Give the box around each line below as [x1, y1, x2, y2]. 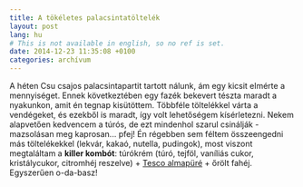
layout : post [9, 22, 59, 31]
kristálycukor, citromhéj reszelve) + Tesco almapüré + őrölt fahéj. [9, 158, 252, 168]
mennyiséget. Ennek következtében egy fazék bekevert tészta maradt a [9, 90, 278, 101]
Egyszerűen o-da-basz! [9, 167, 98, 178]
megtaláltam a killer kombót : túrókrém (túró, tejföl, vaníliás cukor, [9, 148, 254, 159]
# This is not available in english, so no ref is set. [9, 38, 225, 48]
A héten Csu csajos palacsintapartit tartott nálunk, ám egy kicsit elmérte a [9, 81, 286, 91]
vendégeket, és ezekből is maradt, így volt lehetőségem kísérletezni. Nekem [9, 110, 295, 120]
